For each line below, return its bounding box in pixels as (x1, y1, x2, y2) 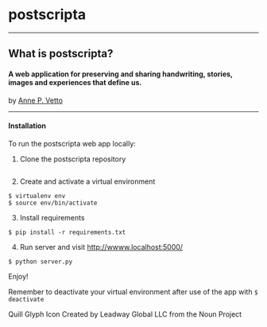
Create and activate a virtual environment (19, 177, 156, 186)
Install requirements (19, 212, 85, 222)
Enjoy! (8, 271, 29, 281)
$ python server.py (8, 257, 73, 266)
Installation (8, 121, 46, 130)
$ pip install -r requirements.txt (8, 228, 126, 236)
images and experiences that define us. (8, 77, 142, 87)
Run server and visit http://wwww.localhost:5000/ (19, 242, 184, 251)
